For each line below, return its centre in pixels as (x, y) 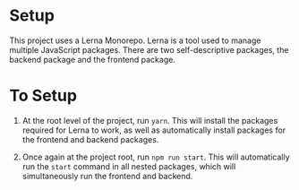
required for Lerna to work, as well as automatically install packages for (154, 130)
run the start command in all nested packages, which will (129, 166)
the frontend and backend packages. (90, 139)
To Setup (43, 96)
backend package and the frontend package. (93, 59)
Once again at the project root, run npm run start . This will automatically (156, 157)
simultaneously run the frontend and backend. (107, 176)
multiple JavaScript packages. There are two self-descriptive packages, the (149, 49)
